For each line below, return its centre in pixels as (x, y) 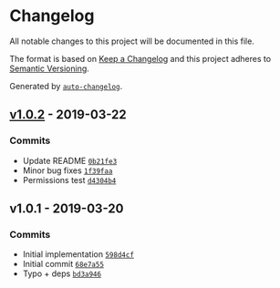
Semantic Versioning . (49, 68)
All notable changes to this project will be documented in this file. (132, 41)
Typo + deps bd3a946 (62, 273)
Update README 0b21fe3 (70, 160)
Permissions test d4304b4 (69, 180)
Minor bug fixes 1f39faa (67, 170)
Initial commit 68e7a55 (63, 264)
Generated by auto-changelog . (66, 86)
